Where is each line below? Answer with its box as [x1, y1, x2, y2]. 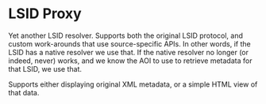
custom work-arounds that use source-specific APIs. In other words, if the [8, 39, 252, 48]
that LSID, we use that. [8, 64, 82, 73]
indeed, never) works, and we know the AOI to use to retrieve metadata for [8, 56, 253, 65]
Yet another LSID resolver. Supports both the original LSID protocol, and [8, 31, 244, 40]
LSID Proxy [8, 5, 82, 23]
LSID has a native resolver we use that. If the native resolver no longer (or [8, 47, 249, 57]
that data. [8, 87, 40, 97]
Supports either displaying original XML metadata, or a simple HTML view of [8, 80, 258, 89]
